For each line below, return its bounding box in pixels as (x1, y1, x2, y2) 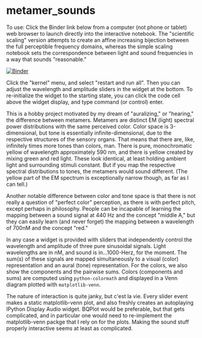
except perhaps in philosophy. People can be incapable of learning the (6, 205, 182, 212)
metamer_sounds (6, 4, 96, 18)
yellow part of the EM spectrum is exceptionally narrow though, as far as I (6, 174, 189, 181)
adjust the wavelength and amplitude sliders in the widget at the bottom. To (6, 85, 193, 92)
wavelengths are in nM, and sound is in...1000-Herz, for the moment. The (6, 249, 188, 256)
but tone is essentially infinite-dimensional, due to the (38, 129, 172, 136)
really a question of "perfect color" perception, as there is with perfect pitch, (6, 199, 196, 206)
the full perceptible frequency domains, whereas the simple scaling (6, 43, 173, 50)
